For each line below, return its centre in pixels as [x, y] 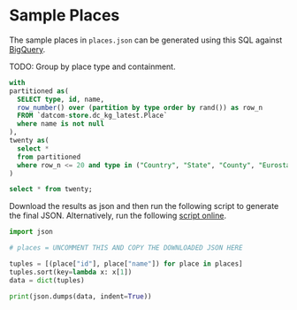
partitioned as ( [39, 91]
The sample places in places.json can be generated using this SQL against [146, 40]
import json [31, 232]
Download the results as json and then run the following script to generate [144, 206]
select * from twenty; [51, 190]
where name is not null [61, 124]
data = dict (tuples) [47, 280]
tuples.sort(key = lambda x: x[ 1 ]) [71, 272]
